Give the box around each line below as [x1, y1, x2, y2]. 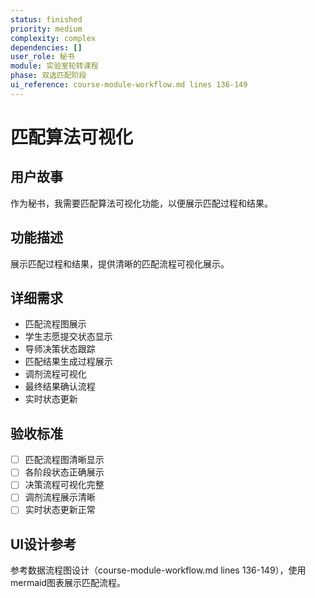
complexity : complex [10, 33, 97, 43]
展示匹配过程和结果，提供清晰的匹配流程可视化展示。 [10, 257, 230, 270]
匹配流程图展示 [24, 318, 87, 330]
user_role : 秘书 [10, 52, 75, 62]
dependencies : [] [10, 42, 83, 53]
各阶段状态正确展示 [24, 466, 105, 478]
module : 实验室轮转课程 [10, 61, 99, 71]
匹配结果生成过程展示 [24, 356, 113, 368]
